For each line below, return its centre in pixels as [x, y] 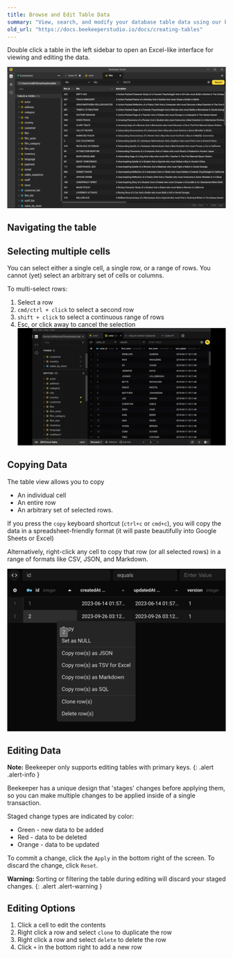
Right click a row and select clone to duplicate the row [94, 932]
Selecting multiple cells [59, 251]
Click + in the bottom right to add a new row [79, 947]
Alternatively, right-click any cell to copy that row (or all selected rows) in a [114, 551]
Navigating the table [52, 228]
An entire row [36, 502]
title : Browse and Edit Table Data [59, 15]
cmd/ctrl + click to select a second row [75, 309]
